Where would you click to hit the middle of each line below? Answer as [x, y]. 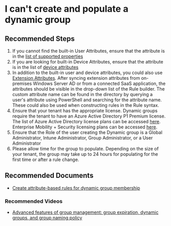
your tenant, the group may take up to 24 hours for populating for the [85, 154]
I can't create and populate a [67, 9]
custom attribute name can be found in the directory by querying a [82, 94]
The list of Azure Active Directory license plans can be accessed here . [86, 121]
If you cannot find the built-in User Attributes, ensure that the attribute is [88, 51]
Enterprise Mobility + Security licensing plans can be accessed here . [85, 127]
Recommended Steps [40, 39]
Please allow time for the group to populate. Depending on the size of [85, 149]
